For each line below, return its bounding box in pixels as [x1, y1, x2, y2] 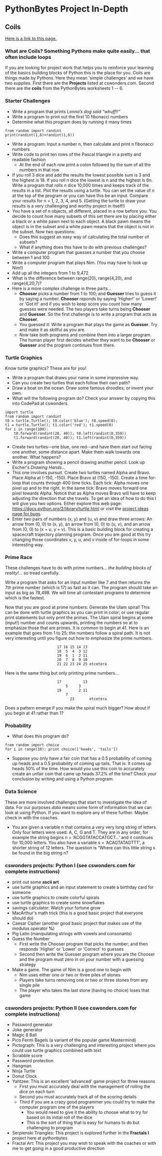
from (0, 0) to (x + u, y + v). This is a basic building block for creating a [12, 526, 153, 532]
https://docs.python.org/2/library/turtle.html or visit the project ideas [12, 506, 149, 512]
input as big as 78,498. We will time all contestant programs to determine [5, 590, 151, 595]
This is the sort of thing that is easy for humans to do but [26, 1120, 140, 1125]
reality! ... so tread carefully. [5, 570, 60, 576]
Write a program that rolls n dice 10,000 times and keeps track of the [12, 182, 149, 188]
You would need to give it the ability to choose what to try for [26, 1109, 148, 1115]
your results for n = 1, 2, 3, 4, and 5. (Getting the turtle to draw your [12, 198, 146, 203]
